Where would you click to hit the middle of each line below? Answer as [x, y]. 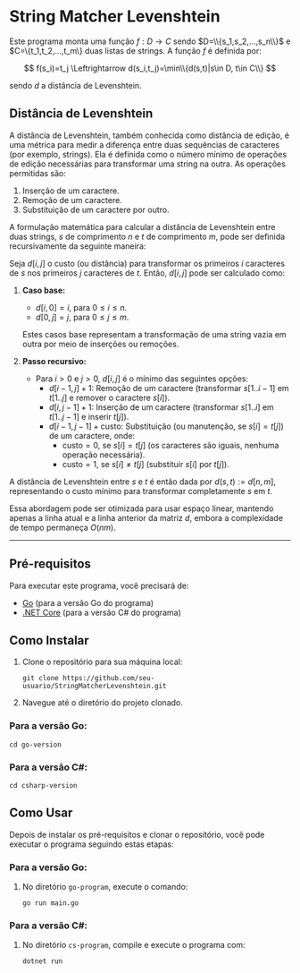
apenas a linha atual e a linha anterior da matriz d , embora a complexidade [146, 517]
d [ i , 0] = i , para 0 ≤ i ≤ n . [81, 307]
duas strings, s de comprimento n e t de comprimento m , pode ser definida [147, 236]
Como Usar [41, 813]
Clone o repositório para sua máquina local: [102, 662]
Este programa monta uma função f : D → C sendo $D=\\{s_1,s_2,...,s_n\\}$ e [150, 41]
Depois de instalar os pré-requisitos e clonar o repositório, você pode [137, 834]
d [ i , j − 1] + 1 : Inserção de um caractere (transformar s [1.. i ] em [161, 407]
